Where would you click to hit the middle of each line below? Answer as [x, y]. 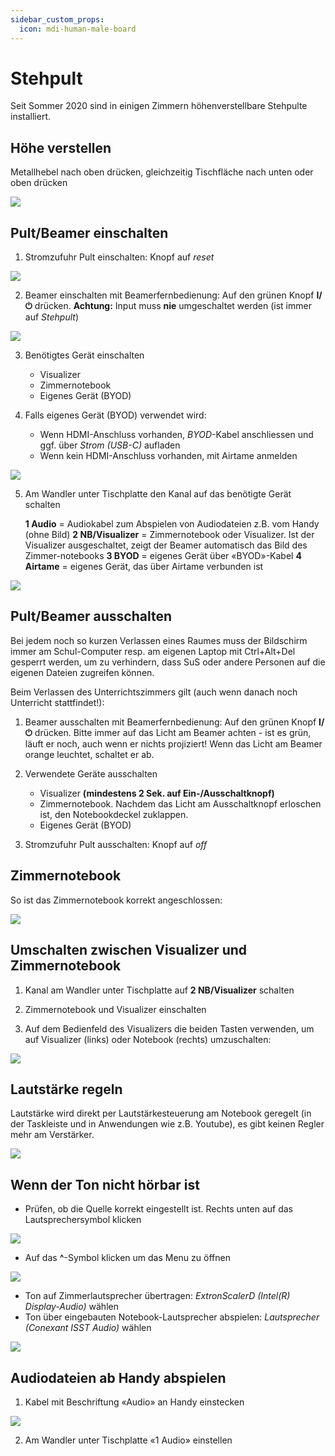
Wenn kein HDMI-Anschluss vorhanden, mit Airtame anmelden [168, 456]
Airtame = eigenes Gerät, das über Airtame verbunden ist [144, 567]
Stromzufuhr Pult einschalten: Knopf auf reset [119, 257]
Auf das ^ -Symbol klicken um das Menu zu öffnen [127, 1258]
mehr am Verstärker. [52, 1135]
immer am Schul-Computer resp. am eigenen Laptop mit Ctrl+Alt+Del [153, 651]
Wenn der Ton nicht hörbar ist [105, 1184]
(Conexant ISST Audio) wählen [88, 1328]
